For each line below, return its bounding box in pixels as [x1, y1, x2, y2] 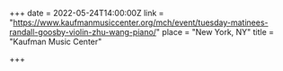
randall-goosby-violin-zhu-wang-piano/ [9, 27, 157, 37]
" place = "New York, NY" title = [155, 27, 275, 37]
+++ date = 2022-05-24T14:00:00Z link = [9, 8, 164, 18]
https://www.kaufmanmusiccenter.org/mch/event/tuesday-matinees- [13, 17, 269, 28]
